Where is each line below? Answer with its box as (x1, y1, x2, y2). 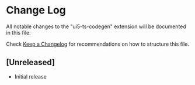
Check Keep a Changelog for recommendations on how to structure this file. (6, 40, 190, 47)
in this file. (6, 29, 31, 36)
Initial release (14, 73, 47, 80)
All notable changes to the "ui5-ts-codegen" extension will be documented (6, 23, 187, 30)
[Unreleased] (6, 57, 55, 67)
